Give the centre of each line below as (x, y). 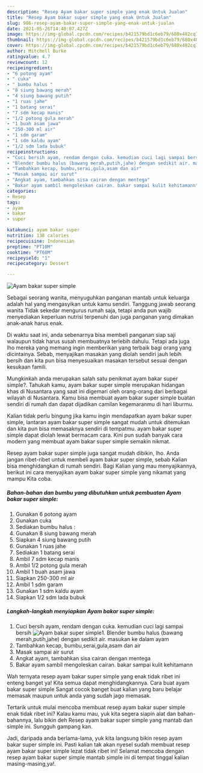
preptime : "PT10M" (30, 247)
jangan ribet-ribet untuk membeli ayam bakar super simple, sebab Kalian (97, 460)
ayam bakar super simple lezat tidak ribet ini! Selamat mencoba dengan (95, 751)
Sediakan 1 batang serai (45, 552)
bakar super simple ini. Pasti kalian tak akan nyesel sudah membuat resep (98, 745)
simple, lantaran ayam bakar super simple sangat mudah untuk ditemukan (98, 422)
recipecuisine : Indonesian (41, 241)
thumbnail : (20, 40)
